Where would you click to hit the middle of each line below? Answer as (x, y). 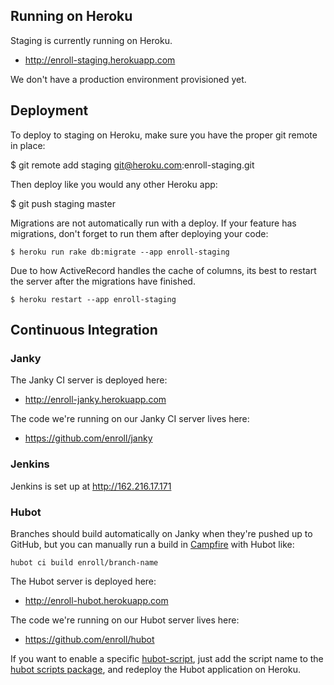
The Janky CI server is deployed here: (89, 380)
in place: (28, 145)
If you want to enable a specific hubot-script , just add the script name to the (167, 658)
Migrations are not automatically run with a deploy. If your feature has (153, 223)
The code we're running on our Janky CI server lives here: (130, 419)
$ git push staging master (63, 203)
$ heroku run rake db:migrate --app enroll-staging (120, 252)
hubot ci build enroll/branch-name (84, 562)
